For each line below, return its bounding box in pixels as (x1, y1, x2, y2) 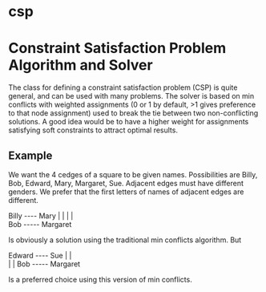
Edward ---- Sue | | (8, 250, 72, 260)
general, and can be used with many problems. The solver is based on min (8, 91, 255, 101)
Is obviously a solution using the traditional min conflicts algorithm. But (8, 235, 242, 245)
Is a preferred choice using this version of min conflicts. (8, 274, 192, 284)
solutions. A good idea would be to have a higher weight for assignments (8, 117, 249, 127)
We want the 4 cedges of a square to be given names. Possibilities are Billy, (8, 169, 258, 179)
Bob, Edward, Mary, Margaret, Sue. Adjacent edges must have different (8, 178, 244, 188)
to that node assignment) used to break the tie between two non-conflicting (8, 108, 259, 118)
